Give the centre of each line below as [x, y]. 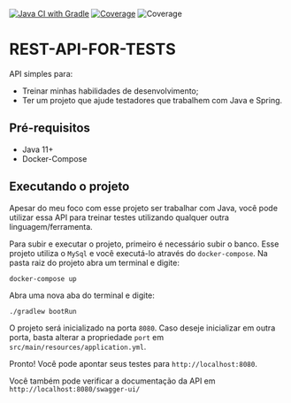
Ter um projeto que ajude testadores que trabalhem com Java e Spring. [152, 100]
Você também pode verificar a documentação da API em [112, 381]
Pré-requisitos [50, 128]
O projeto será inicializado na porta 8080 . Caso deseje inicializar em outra [142, 328]
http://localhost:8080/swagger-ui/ [75, 389]
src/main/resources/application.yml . [78, 346]
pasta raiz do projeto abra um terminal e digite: [94, 262]
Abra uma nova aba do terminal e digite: [82, 295]
